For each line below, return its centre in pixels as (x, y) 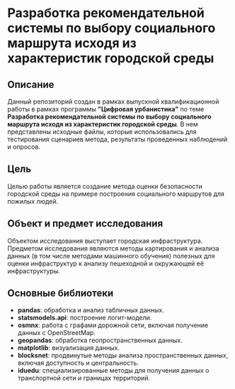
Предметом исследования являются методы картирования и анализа (113, 248)
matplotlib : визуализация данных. (69, 348)
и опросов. (24, 147)
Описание (31, 84)
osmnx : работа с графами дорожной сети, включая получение (113, 325)
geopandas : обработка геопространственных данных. (100, 340)
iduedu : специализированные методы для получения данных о (113, 371)
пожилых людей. (33, 201)
